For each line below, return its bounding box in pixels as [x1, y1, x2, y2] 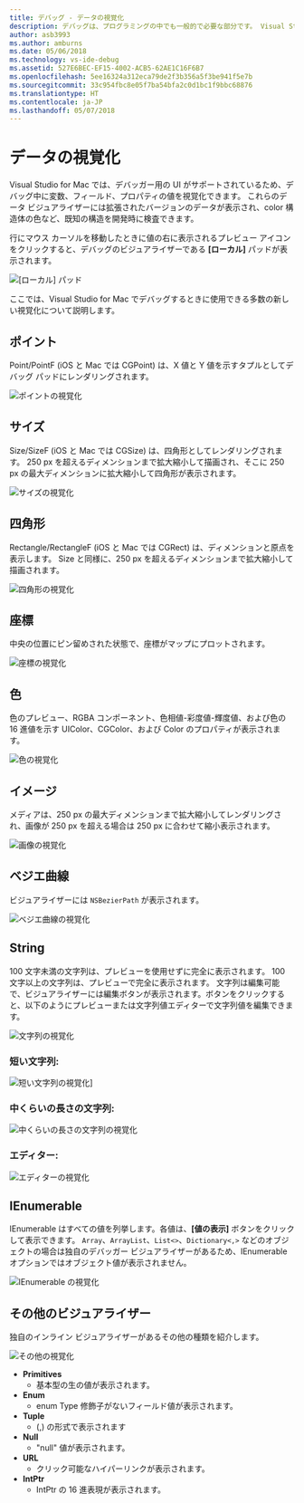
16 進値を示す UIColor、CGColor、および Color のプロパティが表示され [9, 723, 273, 734]
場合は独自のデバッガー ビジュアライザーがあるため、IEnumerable [40, 1246, 288, 1257]
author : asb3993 [9, 30, 71, 39]
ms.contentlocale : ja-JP [9, 97, 103, 107]
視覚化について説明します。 [16, 305, 120, 316]
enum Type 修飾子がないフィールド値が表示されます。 [35, 1401, 238, 1412]
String [9, 941, 45, 956]
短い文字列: [9, 1055, 60, 1067]
